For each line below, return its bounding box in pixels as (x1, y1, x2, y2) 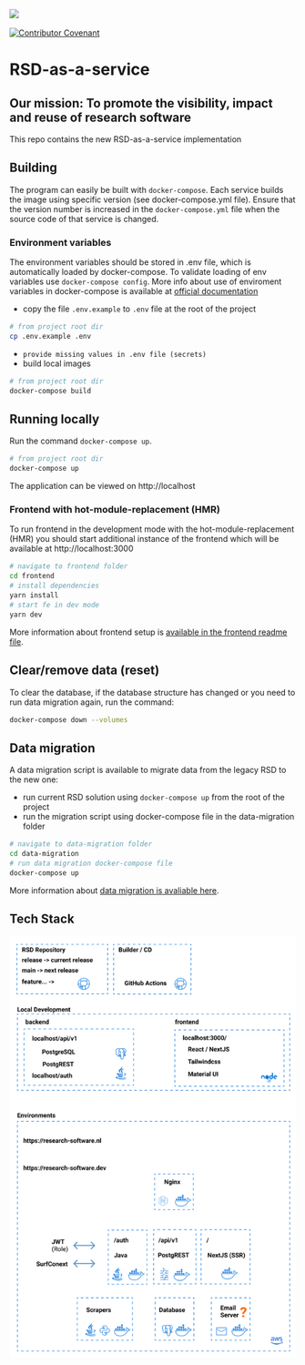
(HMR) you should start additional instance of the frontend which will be (9, 534, 280, 545)
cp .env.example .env (9, 331, 92, 341)
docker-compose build (9, 386, 92, 395)
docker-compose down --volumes (9, 715, 128, 724)
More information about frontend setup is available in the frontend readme (9, 626, 288, 637)
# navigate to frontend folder (9, 562, 128, 571)
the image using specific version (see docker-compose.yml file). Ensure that (9, 194, 296, 205)
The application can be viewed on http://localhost (9, 481, 196, 492)
